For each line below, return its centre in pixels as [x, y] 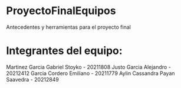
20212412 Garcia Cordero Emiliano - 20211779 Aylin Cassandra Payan [90, 73]
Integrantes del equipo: [64, 51]
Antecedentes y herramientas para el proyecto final [68, 27]
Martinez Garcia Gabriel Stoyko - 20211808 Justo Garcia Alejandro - [88, 67]
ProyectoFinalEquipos [61, 11]
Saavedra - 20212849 [32, 79]
